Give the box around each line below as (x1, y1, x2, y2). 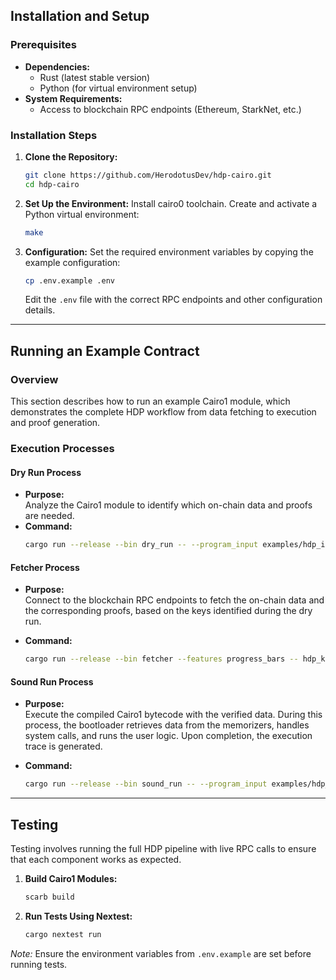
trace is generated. (24, 740, 103, 753)
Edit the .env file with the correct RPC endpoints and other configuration (24, 294, 323, 306)
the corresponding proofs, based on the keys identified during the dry (24, 605, 313, 617)
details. (24, 304, 56, 316)
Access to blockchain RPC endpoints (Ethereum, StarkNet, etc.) (39, 103, 302, 115)
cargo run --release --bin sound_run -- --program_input (24, 779, 268, 789)
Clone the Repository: (24, 150, 118, 163)
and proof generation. (10, 417, 101, 429)
